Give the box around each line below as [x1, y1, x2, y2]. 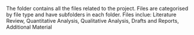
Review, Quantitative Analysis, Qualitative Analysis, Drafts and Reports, [6, 17, 179, 24]
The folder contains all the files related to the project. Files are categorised [6, 5, 189, 12]
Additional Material [6, 23, 52, 30]
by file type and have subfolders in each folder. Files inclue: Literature [6, 11, 177, 18]
